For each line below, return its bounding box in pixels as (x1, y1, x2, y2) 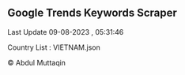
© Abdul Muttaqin (7, 58, 66, 67)
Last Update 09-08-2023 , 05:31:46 (7, 27, 124, 36)
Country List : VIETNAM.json (7, 43, 100, 52)
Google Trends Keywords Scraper (7, 6, 177, 20)
